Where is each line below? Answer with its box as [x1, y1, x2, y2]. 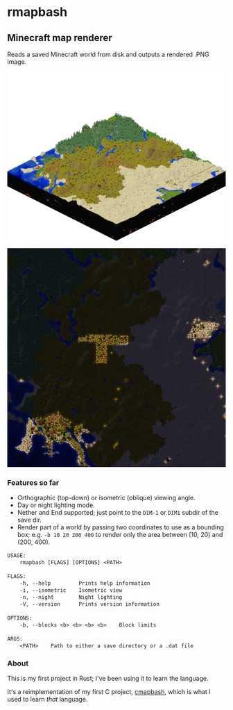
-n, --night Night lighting [19, 594, 123, 601]
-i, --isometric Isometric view [19, 587, 123, 594]
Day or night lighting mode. [17, 501, 95, 509]
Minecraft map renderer [7, 32, 112, 44]
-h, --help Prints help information [19, 580, 150, 587]
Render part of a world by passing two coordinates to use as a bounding [17, 523, 224, 531]
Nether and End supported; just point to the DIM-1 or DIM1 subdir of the [17, 509, 218, 517]
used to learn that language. [7, 695, 88, 704]
